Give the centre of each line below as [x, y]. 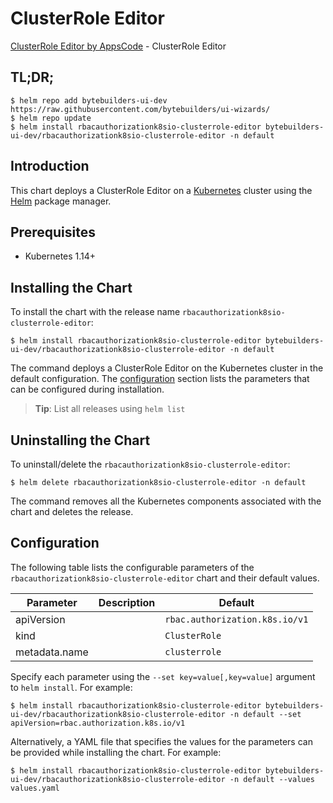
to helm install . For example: [71, 687]
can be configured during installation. [87, 389]
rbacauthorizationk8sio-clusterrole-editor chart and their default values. [165, 578]
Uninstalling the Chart [80, 440]
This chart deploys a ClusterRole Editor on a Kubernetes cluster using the [161, 190]
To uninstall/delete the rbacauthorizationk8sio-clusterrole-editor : [150, 464]
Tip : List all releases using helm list [110, 409]
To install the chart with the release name [95, 312]
